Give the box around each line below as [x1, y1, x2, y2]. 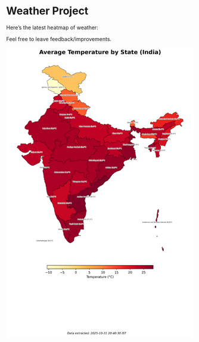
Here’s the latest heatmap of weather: [6, 24, 98, 31]
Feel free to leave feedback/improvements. [6, 35, 112, 42]
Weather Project [6, 4, 89, 18]
